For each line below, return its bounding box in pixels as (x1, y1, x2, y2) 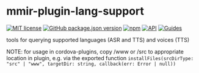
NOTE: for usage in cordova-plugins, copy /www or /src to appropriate (6, 47, 184, 55)
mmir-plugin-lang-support (6, 4, 145, 18)
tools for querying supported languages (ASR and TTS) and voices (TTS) (6, 36, 190, 43)
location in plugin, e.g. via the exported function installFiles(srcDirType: (6, 54, 194, 61)
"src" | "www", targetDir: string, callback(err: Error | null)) (6, 61, 176, 67)
